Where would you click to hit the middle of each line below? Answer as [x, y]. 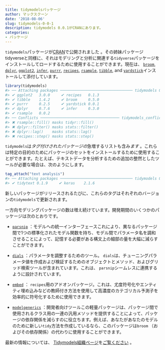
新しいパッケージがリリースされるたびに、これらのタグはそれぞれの [74, 193]
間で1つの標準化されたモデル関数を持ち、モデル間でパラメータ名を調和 [84, 233]
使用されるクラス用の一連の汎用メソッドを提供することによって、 [79, 313]
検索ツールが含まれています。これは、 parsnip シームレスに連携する [89, 268]
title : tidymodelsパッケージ [33, 10]
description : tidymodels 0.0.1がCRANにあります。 [54, 28]
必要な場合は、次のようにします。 [52, 165]
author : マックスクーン [27, 14]
